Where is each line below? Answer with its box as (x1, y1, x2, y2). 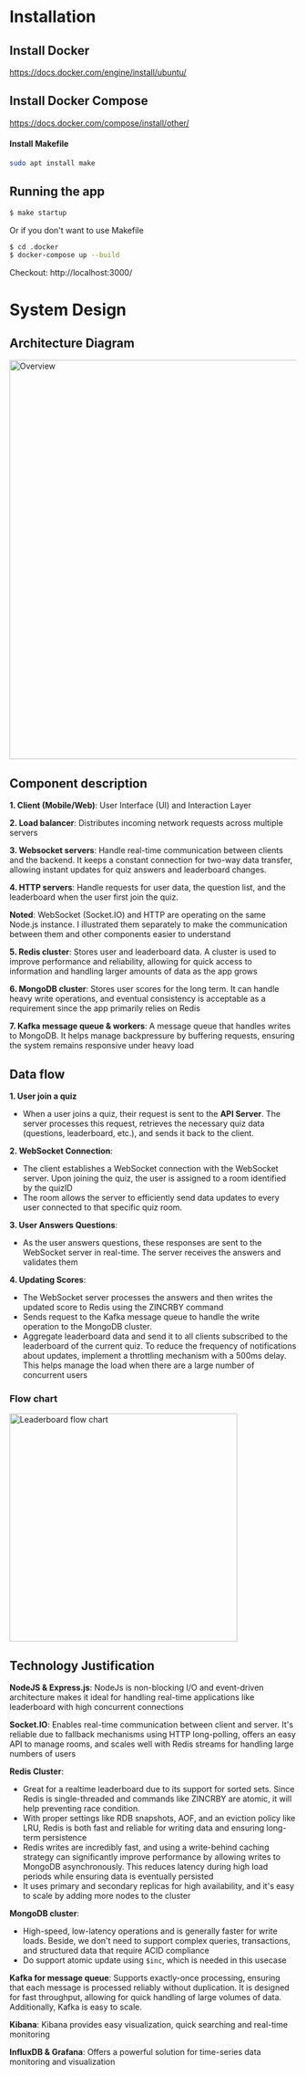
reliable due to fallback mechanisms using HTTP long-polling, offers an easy (9, 1729, 296, 1740)
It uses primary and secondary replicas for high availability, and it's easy (22, 1881, 294, 1892)
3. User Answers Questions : (9, 1219, 118, 1230)
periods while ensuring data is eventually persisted (22, 1871, 214, 1882)
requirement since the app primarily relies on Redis (9, 1003, 200, 1014)
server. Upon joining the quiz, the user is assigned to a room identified (22, 1173, 287, 1184)
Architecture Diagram (9, 335, 135, 350)
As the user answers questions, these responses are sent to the (22, 1236, 262, 1247)
